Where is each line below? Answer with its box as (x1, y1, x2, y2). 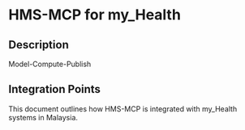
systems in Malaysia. (8, 112, 79, 122)
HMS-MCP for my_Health (8, 6, 181, 24)
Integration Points (8, 82, 101, 96)
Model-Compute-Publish (8, 59, 92, 69)
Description (8, 38, 69, 52)
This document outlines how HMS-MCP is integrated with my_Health (8, 103, 238, 114)
